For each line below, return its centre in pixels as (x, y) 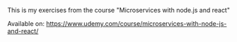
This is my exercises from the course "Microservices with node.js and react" (118, 10)
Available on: (26, 23)
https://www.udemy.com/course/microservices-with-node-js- (136, 23)
